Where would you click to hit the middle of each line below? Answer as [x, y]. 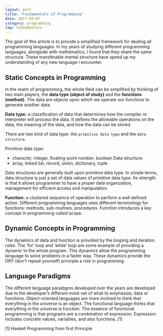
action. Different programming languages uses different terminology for [77, 203]
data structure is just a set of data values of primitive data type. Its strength [80, 178]
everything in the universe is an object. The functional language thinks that [80, 303]
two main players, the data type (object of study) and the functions [73, 94]
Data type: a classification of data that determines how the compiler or [76, 114]
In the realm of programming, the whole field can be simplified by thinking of [82, 89]
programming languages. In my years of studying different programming [77, 47]
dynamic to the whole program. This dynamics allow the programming [75, 250]
